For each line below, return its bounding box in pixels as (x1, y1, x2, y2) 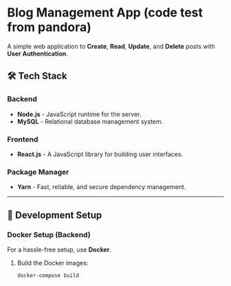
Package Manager (7, 167, 69, 177)
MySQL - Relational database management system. (16, 117, 164, 125)
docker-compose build (16, 272, 79, 279)
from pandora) (7, 19, 91, 35)
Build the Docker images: (16, 258, 89, 267)
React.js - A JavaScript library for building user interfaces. (16, 150, 184, 158)
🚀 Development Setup (7, 209, 102, 221)
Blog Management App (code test (7, 5, 203, 21)
